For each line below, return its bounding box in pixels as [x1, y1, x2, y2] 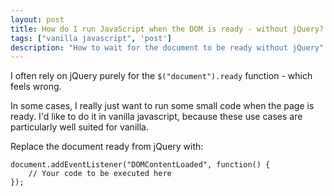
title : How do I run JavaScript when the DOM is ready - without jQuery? [10, 24, 325, 34]
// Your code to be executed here [28, 169, 172, 179]
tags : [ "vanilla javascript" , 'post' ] [10, 33, 172, 43]
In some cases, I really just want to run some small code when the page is [10, 100, 315, 112]
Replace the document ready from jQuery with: [10, 141, 204, 153]
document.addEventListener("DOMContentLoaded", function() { [10, 160, 271, 170]
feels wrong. [10, 81, 62, 93]
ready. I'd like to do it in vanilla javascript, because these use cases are [10, 111, 303, 123]
